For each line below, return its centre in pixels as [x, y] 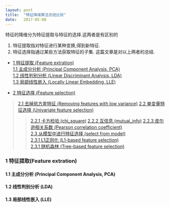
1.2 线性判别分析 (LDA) [29, 187]
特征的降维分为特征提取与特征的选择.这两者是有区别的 [62, 35]
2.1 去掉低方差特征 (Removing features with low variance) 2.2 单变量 [89, 104]
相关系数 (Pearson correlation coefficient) [79, 127]
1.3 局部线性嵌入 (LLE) [29, 199]
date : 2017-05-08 [26, 19]
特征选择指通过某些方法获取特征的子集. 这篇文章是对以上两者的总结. [84, 52]
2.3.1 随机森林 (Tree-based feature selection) [77, 147]
